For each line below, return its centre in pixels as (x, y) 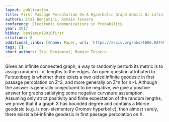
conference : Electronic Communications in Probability (64, 24)
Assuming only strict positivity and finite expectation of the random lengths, (84, 98)
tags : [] (14, 47)
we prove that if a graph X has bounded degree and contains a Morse (77, 103)
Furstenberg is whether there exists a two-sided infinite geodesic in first (80, 77)
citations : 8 (19, 38)
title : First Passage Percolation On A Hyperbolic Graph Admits (74, 15)
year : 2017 (17, 29)
